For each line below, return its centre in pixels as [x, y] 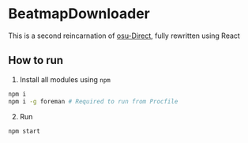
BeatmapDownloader [79, 14]
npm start [24, 131]
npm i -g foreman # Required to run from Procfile [93, 101]
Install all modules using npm [65, 79]
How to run [36, 60]
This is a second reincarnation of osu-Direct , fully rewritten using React [124, 36]
